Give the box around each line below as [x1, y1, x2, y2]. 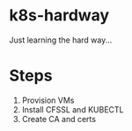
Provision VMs [21, 95, 75, 105]
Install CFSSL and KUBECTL [21, 104, 124, 115]
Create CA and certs [21, 113, 97, 124]
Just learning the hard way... [9, 35, 113, 45]
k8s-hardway [9, 5, 110, 26]
